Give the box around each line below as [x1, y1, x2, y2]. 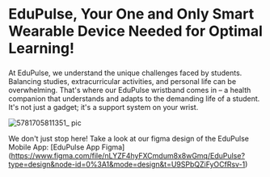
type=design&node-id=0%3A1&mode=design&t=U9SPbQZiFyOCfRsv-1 [8, 159, 246, 170]
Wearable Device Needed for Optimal [8, 22, 263, 40]
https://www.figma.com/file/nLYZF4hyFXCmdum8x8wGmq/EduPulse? [11, 151, 245, 161]
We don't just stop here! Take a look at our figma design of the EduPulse [8, 134, 249, 144]
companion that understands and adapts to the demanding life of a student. [8, 94, 260, 103]
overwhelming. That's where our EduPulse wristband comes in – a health [8, 86, 251, 95]
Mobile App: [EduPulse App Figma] [8, 142, 125, 152]
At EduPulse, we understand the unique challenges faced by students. [8, 68, 243, 78]
